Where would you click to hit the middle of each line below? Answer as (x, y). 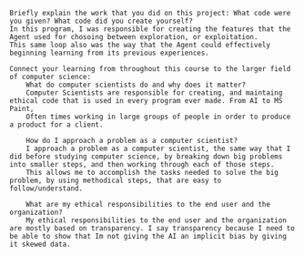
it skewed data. (40, 244)
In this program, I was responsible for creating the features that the (150, 29)
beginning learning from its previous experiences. (109, 53)
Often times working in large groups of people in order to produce (158, 117)
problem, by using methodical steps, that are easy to (116, 180)
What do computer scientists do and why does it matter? (136, 85)
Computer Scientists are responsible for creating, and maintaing (154, 93)
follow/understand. (46, 189)
